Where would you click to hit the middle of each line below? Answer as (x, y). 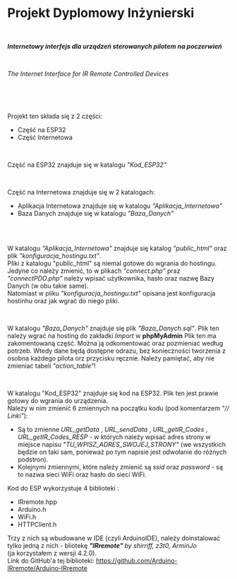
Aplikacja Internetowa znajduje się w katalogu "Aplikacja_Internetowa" (120, 206)
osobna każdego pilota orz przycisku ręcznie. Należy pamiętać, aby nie (111, 358)
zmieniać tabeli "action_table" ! (52, 365)
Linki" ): (18, 416)
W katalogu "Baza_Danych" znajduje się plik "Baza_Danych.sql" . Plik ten (114, 328)
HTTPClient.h (37, 524)
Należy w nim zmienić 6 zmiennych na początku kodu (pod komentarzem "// (118, 408)
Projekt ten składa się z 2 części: (55, 116)
